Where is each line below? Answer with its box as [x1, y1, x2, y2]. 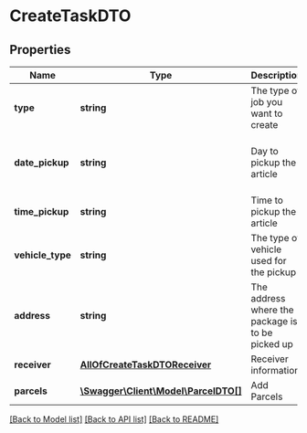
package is [250, 315, 298, 327]
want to [250, 107, 283, 120]
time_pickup [14, 206, 69, 217]
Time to [250, 194, 283, 206]
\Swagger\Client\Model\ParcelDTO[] [79, 385, 242, 397]
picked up [250, 338, 294, 350]
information [250, 364, 301, 376]
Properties [9, 42, 71, 58]
